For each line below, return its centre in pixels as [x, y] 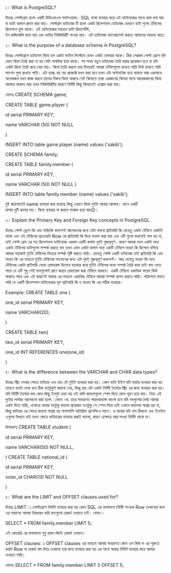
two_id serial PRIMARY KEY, [35, 342]
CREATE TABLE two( [27, 332]
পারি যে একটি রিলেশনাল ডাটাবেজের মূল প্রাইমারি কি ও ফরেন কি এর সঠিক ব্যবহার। [64, 282]
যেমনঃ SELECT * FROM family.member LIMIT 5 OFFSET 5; [65, 565]
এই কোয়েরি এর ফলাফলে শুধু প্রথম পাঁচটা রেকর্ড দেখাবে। [46, 533]
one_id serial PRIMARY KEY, [35, 302]
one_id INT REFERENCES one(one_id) [45, 352]
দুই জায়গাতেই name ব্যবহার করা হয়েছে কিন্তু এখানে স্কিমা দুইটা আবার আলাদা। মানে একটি [72, 204]
